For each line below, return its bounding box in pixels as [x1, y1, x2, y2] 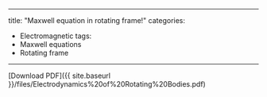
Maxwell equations [19, 40, 82, 48]
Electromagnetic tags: [19, 31, 92, 41]
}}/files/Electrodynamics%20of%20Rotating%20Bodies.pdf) [8, 80, 207, 88]
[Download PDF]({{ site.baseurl [8, 71, 111, 80]
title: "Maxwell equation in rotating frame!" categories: [8, 16, 185, 25]
